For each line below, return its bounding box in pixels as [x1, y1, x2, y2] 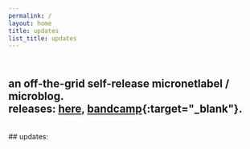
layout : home [8, 19, 52, 27]
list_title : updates [8, 34, 78, 43]
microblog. [8, 89, 64, 103]
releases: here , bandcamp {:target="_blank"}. [8, 101, 243, 115]
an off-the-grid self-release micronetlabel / [8, 77, 230, 90]
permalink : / [8, 11, 52, 20]
